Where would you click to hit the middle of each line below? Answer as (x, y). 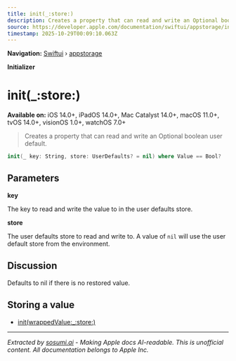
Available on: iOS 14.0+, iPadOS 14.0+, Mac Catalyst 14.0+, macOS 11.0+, (113, 115)
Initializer (21, 67)
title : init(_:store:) (40, 14)
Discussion (32, 266)
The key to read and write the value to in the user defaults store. (100, 209)
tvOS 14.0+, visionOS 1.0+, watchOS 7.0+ (67, 122)
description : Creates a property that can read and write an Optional (113, 20)
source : (19, 27)
